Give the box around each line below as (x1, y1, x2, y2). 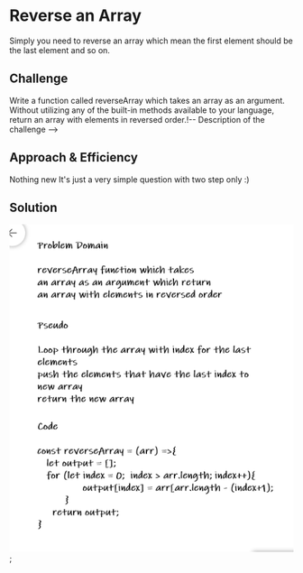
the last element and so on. (9, 44, 111, 55)
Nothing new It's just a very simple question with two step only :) (9, 173, 250, 185)
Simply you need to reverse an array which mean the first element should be (9, 35, 293, 46)
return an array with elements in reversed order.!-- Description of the (9, 114, 265, 125)
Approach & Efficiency (9, 150, 138, 165)
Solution (9, 199, 58, 215)
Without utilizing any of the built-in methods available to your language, (9, 105, 275, 116)
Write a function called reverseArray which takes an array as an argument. (9, 95, 286, 106)
